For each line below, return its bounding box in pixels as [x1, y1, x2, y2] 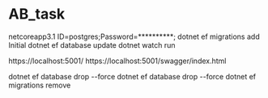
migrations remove [8, 80, 71, 90]
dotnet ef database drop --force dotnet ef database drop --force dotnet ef [8, 71, 257, 81]
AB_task [8, 5, 66, 23]
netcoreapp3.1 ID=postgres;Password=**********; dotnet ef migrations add [8, 32, 261, 41]
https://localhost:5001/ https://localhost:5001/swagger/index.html [8, 56, 227, 66]
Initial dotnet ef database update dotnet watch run [8, 40, 176, 49]
